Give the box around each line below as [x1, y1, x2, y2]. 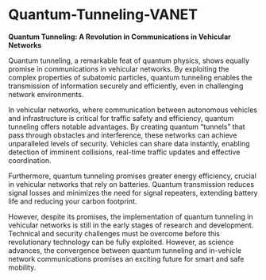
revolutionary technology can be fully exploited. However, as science [8, 237, 234, 247]
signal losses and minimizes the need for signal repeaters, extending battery [8, 188, 258, 197]
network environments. [8, 89, 84, 99]
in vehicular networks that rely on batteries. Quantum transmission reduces [8, 179, 255, 189]
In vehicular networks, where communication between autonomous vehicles [8, 105, 258, 115]
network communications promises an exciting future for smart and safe [8, 254, 245, 263]
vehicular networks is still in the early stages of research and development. [8, 220, 254, 230]
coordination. [8, 155, 52, 165]
